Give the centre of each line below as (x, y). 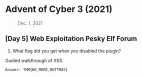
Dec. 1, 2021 (30, 23)
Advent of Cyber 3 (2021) (59, 9)
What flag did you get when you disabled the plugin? (66, 50)
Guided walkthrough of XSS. (34, 60)
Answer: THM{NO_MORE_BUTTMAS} (37, 69)
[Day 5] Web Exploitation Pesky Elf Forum (71, 39)
